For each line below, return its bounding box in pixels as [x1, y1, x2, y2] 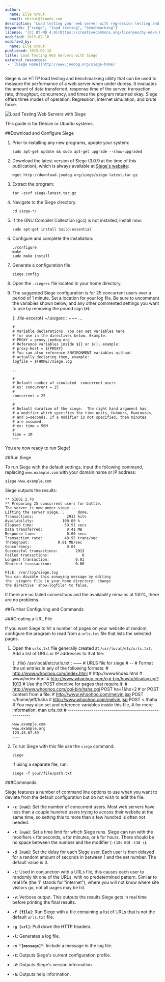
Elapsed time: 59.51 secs [5, 523, 87, 528]
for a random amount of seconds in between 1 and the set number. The [12, 854, 156, 860]
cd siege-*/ [12, 209, 37, 214]
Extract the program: [12, 181, 55, 187]
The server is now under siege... [5, 506, 76, 511]
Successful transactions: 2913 [5, 549, 84, 553]
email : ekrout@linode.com [9, 16, 63, 21]
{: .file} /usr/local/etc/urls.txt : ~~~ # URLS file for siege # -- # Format [12, 660, 153, 666]
